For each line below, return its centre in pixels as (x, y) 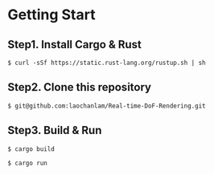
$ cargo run (27, 163)
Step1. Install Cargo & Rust (75, 45)
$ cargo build (31, 149)
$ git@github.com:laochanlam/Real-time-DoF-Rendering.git (107, 106)
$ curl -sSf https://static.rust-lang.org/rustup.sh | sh (107, 63)
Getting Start (51, 15)
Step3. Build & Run (55, 130)
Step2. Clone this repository (80, 87)
